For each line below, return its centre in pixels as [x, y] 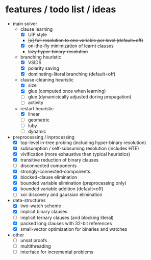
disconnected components [48, 166]
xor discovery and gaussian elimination [61, 195]
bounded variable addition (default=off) [62, 189]
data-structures [29, 201]
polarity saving [44, 68]
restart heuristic [37, 108]
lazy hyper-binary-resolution [58, 52]
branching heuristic [41, 57]
